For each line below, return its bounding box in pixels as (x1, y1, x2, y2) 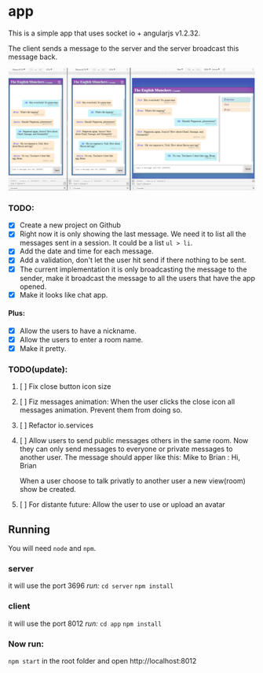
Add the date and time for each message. (19, 246, 155, 256)
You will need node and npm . (8, 544, 97, 553)
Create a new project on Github (19, 220, 122, 230)
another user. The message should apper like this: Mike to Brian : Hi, (19, 453, 241, 462)
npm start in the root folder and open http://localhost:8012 (8, 656, 197, 666)
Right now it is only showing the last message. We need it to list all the (19, 229, 247, 239)
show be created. (19, 485, 77, 494)
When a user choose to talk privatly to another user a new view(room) (19, 476, 246, 486)
